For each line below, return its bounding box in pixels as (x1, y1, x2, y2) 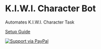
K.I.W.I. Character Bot (5, 3, 96, 14)
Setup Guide (5, 28, 31, 34)
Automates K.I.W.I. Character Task (5, 19, 75, 25)
